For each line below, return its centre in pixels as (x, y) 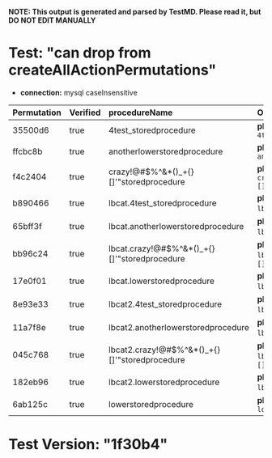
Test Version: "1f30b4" (88, 445)
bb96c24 (30, 253)
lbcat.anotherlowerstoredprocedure (176, 226)
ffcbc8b (28, 151)
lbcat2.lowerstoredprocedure (164, 382)
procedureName (141, 112)
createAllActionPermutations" (113, 70)
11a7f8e (29, 327)
